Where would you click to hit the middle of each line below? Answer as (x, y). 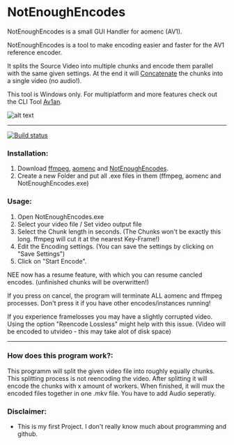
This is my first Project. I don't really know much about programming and (122, 427)
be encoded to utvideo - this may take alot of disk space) (89, 331)
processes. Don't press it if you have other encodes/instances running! (109, 303)
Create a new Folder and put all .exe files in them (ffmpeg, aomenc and (119, 176)
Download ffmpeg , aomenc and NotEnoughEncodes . (93, 169)
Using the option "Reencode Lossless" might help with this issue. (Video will (117, 324)
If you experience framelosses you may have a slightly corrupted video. (110, 316)
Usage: (20, 202)
